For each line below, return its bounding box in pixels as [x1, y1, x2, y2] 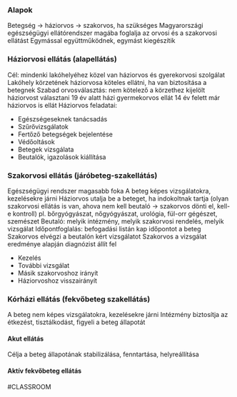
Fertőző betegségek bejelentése [17, 130, 113, 139]
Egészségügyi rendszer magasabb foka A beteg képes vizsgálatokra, [7, 186, 211, 195]
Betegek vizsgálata [17, 145, 74, 154]
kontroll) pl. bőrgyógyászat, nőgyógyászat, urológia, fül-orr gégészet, [13, 209, 218, 218]
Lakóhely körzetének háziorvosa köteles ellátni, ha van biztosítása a [7, 78, 207, 86]
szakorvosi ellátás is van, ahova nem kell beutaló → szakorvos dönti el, [7, 201, 216, 210]
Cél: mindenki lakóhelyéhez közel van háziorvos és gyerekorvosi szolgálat [7, 70, 226, 79]
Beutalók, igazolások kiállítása [17, 152, 106, 161]
